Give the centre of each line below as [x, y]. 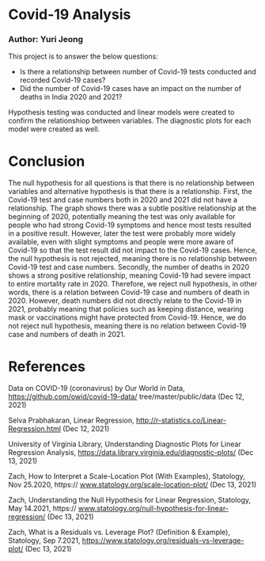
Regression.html [35, 429]
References [47, 366]
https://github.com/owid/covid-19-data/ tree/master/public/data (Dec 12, [127, 396]
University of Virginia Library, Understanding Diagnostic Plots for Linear [125, 444]
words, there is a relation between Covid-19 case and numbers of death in [129, 292]
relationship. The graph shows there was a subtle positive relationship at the [132, 208]
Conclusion [47, 161]
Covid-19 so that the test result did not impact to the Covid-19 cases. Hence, [133, 250]
